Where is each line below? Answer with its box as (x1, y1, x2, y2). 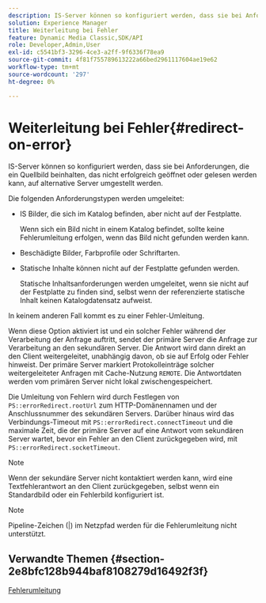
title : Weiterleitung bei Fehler (8, 26, 119, 34)
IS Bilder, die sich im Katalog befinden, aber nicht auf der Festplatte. (19, 209, 242, 218)
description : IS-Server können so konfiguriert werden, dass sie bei (8, 11, 243, 20)
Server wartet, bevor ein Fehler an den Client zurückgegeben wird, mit (8, 434, 237, 444)
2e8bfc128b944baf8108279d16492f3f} (8, 564, 208, 578)
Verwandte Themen (8, 552, 108, 566)
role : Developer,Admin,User (8, 41, 101, 49)
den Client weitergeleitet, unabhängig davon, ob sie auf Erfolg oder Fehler (8, 351, 249, 361)
